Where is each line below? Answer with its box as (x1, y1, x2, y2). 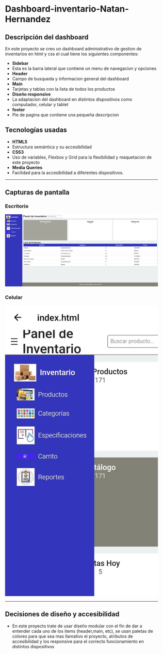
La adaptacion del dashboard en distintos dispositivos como (12, 96, 132, 102)
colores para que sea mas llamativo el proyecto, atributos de (12, 633, 133, 639)
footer (12, 107, 25, 112)
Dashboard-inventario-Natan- (5, 3, 130, 15)
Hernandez (5, 14, 51, 25)
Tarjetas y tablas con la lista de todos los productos (12, 86, 115, 92)
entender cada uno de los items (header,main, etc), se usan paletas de (12, 628, 153, 634)
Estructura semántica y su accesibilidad (12, 144, 92, 150)
